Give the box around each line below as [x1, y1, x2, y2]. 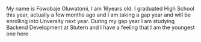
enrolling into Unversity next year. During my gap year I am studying [6, 18, 175, 24]
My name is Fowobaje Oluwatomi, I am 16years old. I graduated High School [6, 5, 194, 12]
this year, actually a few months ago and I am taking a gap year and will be [6, 11, 191, 18]
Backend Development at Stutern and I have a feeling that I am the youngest [6, 24, 195, 31]
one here [6, 30, 29, 37]
